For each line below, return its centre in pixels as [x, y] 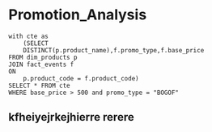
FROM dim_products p [43, 57]
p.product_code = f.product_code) [81, 78]
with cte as [28, 36]
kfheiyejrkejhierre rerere [72, 117]
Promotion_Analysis [78, 15]
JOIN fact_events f [41, 64]
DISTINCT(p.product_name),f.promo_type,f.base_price [114, 50]
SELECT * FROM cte [39, 85]
